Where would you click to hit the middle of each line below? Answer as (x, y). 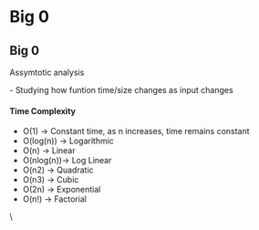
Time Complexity (42, 110)
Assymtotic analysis (47, 72)
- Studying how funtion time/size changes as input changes (122, 90)
